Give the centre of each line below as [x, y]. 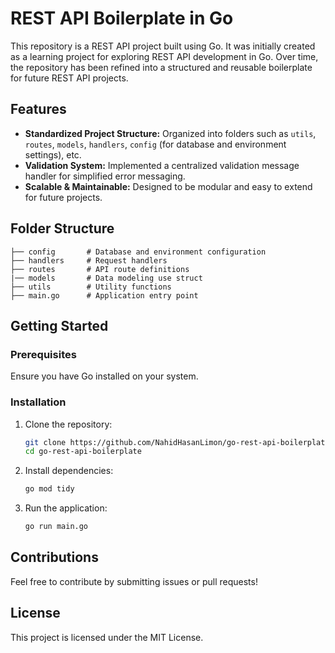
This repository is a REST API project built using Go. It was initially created [163, 46]
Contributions [54, 557]
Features [38, 109]
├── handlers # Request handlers [89, 260]
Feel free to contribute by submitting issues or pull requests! [134, 581]
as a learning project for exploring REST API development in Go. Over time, [164, 56]
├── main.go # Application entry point [104, 295]
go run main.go [56, 527]
